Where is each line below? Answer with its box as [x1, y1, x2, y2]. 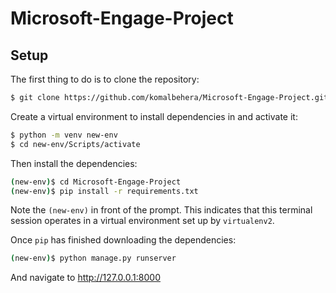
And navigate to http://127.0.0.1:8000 [10, 272, 161, 284]
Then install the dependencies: [10, 157, 138, 169]
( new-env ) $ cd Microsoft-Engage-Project [10, 177, 182, 187]
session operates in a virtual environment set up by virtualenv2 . [10, 215, 275, 227]
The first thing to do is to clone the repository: [10, 73, 200, 85]
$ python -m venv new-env [10, 130, 118, 140]
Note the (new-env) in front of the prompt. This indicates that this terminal [10, 204, 313, 216]
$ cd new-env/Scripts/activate [10, 139, 141, 149]
